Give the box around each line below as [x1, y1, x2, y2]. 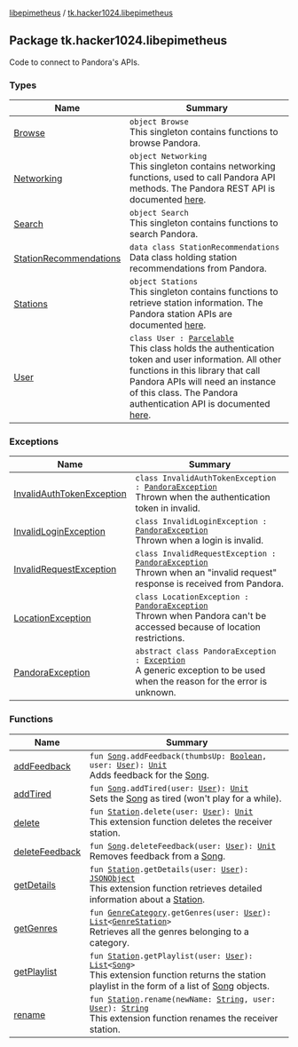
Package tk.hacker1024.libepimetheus [9, 33, 228, 48]
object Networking [129, 151, 208, 162]
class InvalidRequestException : [135, 549, 277, 559]
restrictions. [135, 632, 185, 645]
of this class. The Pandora [129, 386, 239, 399]
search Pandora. [129, 228, 198, 241]
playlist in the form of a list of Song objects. [89, 980, 271, 992]
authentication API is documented [129, 398, 271, 410]
